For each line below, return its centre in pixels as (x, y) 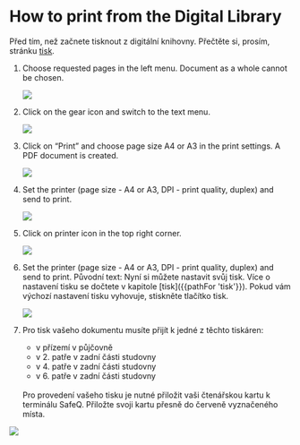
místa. (34, 414)
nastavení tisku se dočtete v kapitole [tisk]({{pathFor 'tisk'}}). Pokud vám (156, 286)
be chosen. (43, 77)
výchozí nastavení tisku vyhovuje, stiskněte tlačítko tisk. (125, 295)
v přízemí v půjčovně (74, 347)
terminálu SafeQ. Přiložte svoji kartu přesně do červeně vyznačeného (150, 404)
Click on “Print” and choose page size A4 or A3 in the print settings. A (151, 146)
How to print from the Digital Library (146, 17)
